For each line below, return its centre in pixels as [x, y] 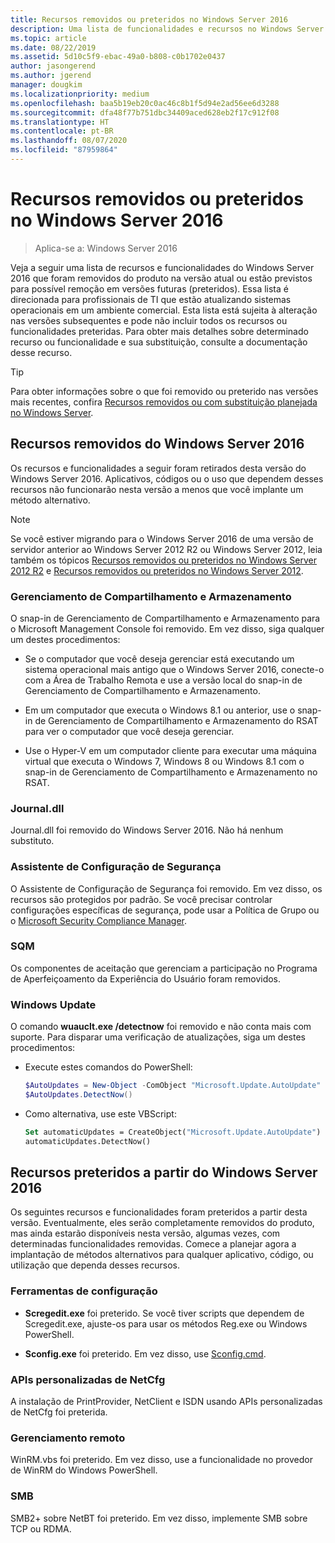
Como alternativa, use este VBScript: [100, 1113]
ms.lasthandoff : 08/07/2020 [69, 141]
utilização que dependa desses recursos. [95, 1265]
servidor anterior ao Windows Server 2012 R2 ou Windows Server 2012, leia [166, 549]
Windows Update [53, 1004]
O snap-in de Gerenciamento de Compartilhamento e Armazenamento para [165, 618]
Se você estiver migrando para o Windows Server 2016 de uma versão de [162, 538]
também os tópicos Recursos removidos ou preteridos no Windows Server [164, 560]
